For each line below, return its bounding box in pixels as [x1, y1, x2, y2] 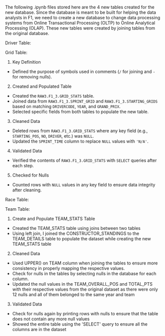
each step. [12, 163, 34, 168]
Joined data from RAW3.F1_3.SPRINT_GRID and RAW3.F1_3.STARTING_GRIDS [12, 98, 158, 104]
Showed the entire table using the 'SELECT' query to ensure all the [12, 321, 148, 327]
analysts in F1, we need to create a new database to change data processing [5, 15, 161, 20]
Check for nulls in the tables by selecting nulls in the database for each [12, 271, 157, 276]
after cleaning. [12, 187, 42, 193]
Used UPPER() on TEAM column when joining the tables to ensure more [12, 260, 158, 266]
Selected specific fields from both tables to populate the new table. [12, 109, 149, 114]
